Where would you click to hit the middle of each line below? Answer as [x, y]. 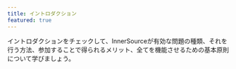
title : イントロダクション [42, 14]
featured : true [30, 20]
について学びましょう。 [41, 58]
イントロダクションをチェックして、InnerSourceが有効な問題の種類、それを [117, 41]
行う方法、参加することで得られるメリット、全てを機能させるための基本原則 [118, 49]
